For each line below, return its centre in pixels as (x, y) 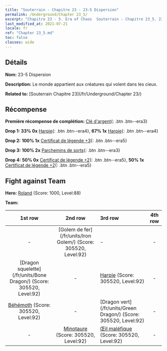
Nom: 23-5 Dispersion (28, 74)
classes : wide (20, 42)
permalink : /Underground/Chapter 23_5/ (46, 14)
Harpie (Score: (117, 275)
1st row (29, 218)
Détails (16, 63)
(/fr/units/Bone (29, 275)
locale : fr (16, 28)
